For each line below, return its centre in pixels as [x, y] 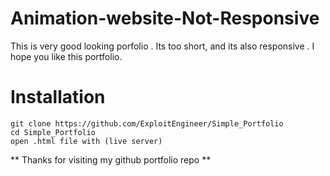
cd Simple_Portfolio [53, 132]
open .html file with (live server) [86, 141]
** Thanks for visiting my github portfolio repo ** [111, 159]
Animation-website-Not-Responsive [165, 18]
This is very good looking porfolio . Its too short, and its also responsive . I [162, 46]
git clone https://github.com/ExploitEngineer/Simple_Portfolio [147, 123]
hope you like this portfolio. [66, 56]
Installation [58, 97]
